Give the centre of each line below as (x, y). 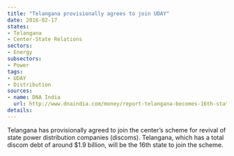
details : (20, 110)
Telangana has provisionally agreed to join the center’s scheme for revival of (117, 130)
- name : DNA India (34, 98)
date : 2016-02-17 (32, 20)
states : (18, 26)
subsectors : (24, 59)
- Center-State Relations (45, 40)
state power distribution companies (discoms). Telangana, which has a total (116, 137)
